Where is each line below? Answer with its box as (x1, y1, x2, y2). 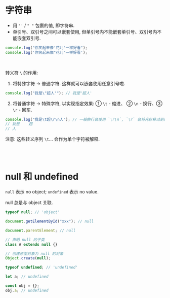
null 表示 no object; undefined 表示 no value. (5, 189, 99, 195)
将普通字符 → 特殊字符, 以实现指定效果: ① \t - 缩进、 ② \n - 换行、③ (12, 100, 163, 107)
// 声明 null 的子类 (5, 237, 45, 242)
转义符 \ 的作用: (5, 70, 38, 76)
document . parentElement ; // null (5, 228, 76, 233)
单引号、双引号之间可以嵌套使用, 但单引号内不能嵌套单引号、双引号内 (12, 28, 157, 35)
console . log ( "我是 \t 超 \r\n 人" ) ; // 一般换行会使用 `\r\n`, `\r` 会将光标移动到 (5, 117, 164, 122)
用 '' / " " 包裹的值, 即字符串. (12, 22, 75, 28)
